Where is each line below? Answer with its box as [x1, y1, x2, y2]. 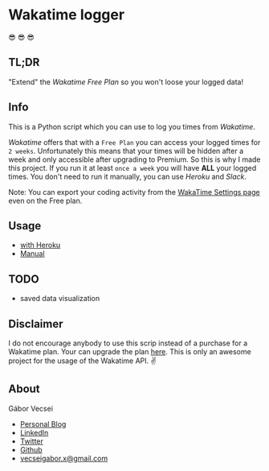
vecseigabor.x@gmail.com [19, 453, 108, 463]
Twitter [19, 436, 44, 446]
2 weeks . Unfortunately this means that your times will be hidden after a [8, 146, 243, 155]
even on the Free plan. [8, 196, 83, 205]
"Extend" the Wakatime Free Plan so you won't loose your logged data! [8, 76, 243, 86]
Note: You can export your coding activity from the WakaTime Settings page [8, 187, 260, 196]
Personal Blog [19, 419, 67, 428]
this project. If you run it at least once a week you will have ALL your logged [8, 163, 257, 172]
